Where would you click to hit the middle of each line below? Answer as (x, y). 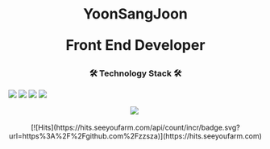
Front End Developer (135, 46)
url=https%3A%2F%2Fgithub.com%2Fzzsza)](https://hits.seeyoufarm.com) (135, 136)
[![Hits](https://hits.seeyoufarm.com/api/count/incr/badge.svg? (135, 127)
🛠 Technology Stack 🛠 (135, 73)
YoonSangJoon (135, 14)
